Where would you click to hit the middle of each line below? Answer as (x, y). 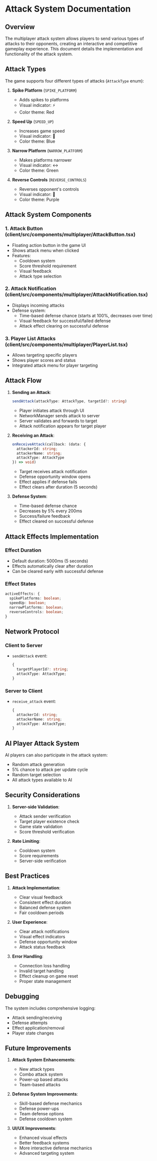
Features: (21, 255)
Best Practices (27, 876)
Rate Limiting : (26, 841)
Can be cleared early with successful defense (58, 571)
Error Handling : (28, 956)
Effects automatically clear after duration (52, 566)
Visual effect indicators (42, 936)
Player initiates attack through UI (52, 410)
